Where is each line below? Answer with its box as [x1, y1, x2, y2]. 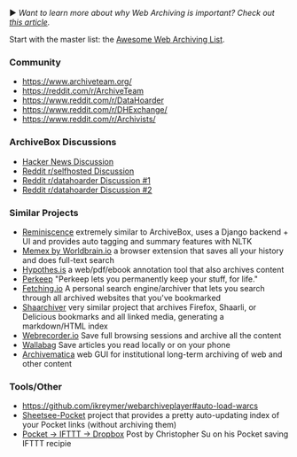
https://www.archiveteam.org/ [21, 76, 132, 87]
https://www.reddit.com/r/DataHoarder [21, 95, 164, 105]
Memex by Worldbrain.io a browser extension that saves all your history [21, 245, 284, 256]
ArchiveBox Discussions [9, 136, 117, 149]
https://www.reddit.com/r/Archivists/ [21, 114, 157, 125]
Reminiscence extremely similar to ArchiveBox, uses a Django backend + [21, 226, 289, 237]
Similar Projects [9, 206, 79, 219]
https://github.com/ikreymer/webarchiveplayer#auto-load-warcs [21, 400, 259, 411]
